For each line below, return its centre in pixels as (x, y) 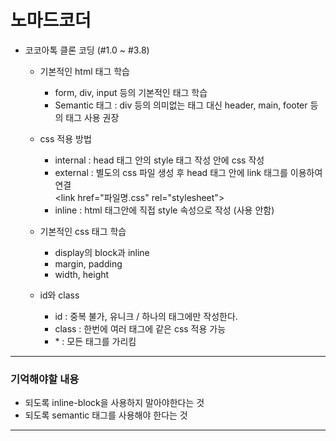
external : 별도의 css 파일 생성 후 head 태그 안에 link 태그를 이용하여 (188, 172)
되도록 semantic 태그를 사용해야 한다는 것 (106, 415)
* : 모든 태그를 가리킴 (95, 341)
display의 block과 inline (102, 252)
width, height (82, 274)
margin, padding (88, 263)
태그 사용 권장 (92, 117)
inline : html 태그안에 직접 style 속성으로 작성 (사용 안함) (164, 210)
